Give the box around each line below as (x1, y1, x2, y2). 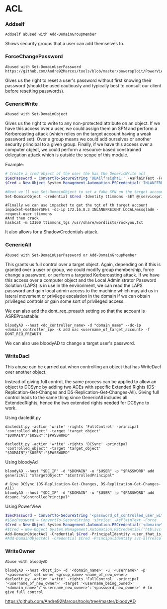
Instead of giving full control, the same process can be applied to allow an (5, 379, 157, 385)
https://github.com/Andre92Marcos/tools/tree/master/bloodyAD (5, 598, 136, 604)
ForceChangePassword (5, 53, 63, 60)
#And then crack (5, 216, 39, 221)
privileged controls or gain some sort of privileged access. (5, 298, 125, 304)
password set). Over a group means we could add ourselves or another (5, 136, 152, 142)
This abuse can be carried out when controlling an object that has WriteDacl (5, 364, 161, 370)
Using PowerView (5, 503, 42, 509)
